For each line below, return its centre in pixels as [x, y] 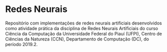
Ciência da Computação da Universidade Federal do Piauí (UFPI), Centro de [84, 33]
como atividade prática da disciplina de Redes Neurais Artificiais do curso [82, 28]
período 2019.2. [21, 44]
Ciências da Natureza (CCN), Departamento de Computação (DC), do [77, 39]
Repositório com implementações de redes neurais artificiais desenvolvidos [83, 23]
